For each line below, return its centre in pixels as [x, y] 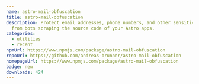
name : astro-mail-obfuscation [44, 12]
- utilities [26, 39]
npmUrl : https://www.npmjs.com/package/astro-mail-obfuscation [86, 50]
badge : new [20, 67]
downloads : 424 [25, 72]
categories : [21, 34]
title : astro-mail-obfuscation [45, 17]
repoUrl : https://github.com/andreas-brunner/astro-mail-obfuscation [94, 56]
